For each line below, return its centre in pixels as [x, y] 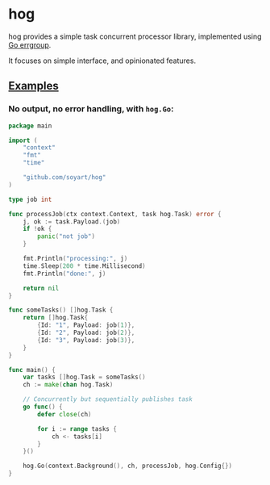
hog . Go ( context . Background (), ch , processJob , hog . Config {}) [127, 466]
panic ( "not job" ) [66, 236]
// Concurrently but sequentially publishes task [108, 399]
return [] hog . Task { [56, 318]
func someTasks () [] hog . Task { [61, 310]
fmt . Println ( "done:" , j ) [64, 274]
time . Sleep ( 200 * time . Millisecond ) [85, 266]
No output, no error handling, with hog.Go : [91, 109]
